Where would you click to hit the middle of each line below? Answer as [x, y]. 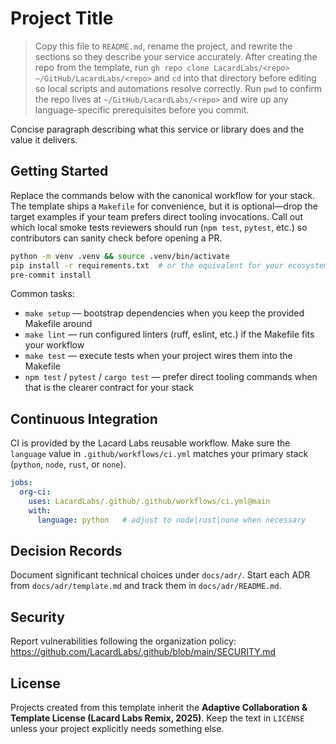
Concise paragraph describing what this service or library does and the [157, 129]
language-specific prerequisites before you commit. [142, 109]
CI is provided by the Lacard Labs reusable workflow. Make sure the [150, 443]
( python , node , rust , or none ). [68, 464]
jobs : [21, 483]
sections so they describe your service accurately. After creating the [176, 56]
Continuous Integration [84, 418]
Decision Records [66, 550]
